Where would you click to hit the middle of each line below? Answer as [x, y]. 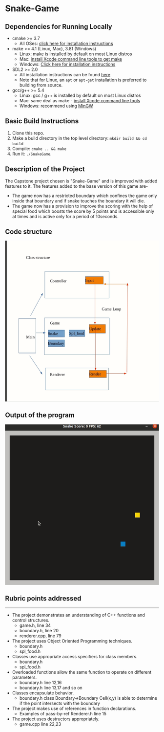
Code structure [29, 232]
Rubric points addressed [43, 599]
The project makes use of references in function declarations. [74, 708]
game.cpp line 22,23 [40, 724]
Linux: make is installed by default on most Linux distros [76, 54]
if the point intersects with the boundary [60, 703]
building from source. [41, 85]
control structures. [31, 620]
